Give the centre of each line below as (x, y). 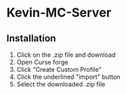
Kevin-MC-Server (59, 13)
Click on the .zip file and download (66, 55)
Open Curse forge (42, 62)
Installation (31, 38)
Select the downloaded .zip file (61, 84)
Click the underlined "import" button (68, 77)
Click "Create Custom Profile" (59, 69)
